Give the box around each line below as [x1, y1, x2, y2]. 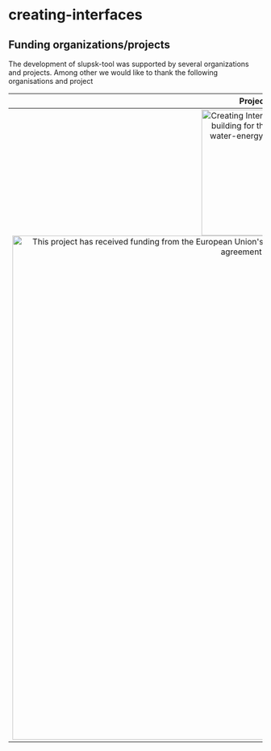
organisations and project [8, 77, 94, 86]
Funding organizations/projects [8, 38, 171, 52]
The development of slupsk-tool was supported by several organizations [8, 59, 250, 69]
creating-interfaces [8, 6, 143, 24]
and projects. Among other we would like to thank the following [8, 68, 219, 77]
